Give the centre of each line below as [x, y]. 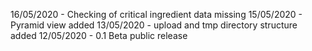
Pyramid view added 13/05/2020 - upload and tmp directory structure [154, 25]
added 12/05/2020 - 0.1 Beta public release [99, 35]
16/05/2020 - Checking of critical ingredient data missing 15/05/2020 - [156, 14]
